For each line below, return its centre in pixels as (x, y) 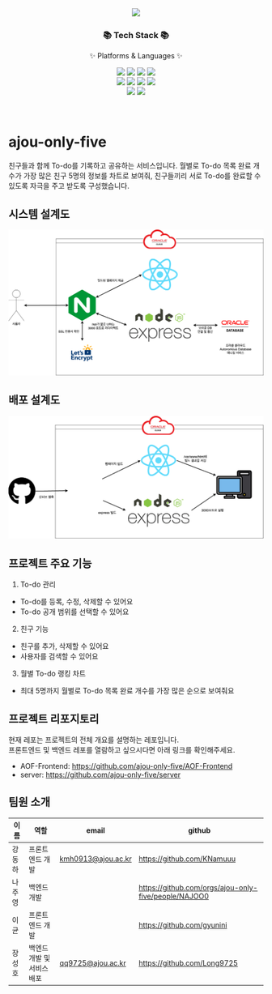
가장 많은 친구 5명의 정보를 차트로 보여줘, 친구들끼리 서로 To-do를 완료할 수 (142, 176)
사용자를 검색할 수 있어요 (59, 656)
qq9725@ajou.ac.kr (93, 962)
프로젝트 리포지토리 (54, 719)
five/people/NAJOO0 (174, 896)
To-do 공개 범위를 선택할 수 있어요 (74, 612)
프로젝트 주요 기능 (50, 563)
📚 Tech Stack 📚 (136, 35)
